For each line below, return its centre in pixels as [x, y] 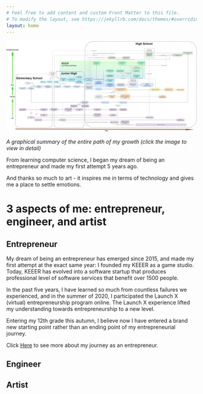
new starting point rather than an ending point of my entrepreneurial [91, 327]
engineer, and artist [56, 222]
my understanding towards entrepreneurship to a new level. [81, 309]
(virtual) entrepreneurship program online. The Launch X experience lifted [98, 303]
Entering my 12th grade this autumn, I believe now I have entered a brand [97, 321]
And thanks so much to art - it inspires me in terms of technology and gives [100, 178]
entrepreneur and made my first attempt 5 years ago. [72, 166]
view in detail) [24, 148]
